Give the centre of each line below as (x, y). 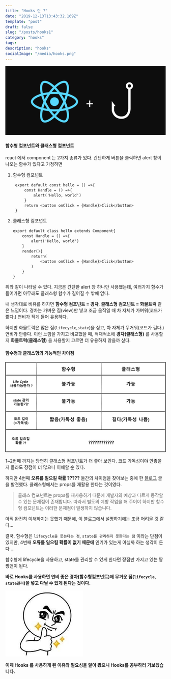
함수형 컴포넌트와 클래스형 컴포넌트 (40, 146)
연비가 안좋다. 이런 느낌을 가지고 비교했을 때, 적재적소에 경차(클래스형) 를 (78, 334)
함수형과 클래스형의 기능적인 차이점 (40, 353)
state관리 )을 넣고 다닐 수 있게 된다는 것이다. (48, 583)
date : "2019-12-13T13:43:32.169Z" (42, 16)
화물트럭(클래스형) (29, 341)
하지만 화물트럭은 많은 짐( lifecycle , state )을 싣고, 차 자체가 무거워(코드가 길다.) (85, 328)
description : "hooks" (28, 48)
